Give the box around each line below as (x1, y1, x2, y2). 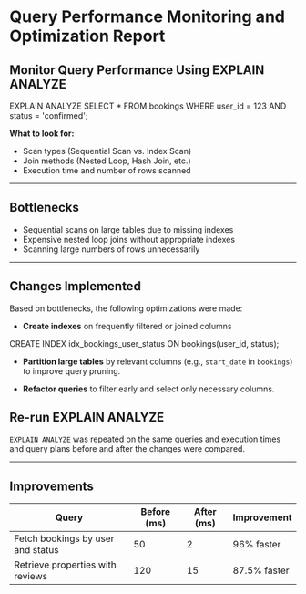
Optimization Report (9, 26, 166, 47)
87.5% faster (232, 564, 290, 577)
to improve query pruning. (22, 365, 121, 376)
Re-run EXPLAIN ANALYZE (9, 410, 165, 425)
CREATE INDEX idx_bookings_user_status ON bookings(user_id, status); (9, 338, 280, 349)
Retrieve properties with (14, 558, 117, 571)
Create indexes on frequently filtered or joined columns (22, 320, 232, 331)
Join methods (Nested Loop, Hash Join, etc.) (22, 155, 191, 166)
